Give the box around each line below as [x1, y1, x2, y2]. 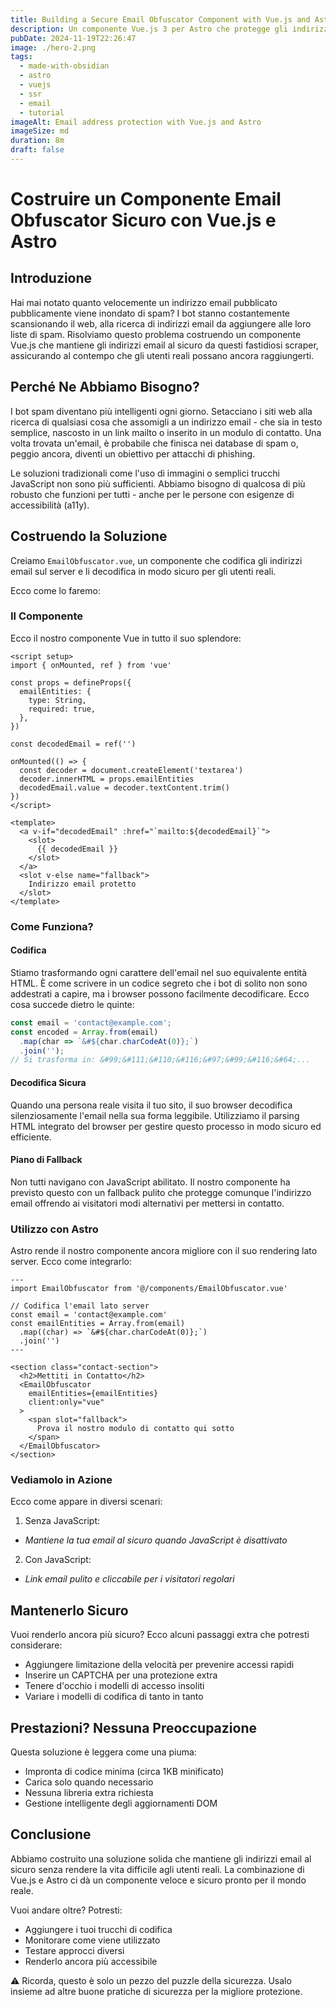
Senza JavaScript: [24, 1515, 101, 1527]
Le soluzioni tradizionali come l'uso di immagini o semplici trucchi [10, 467, 280, 479]
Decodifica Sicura [10, 1076, 87, 1088]
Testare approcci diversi [24, 1944, 125, 1956]
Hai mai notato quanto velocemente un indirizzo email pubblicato [10, 296, 278, 308]
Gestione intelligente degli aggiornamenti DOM [24, 1797, 218, 1809]
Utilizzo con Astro [10, 1222, 99, 1236]
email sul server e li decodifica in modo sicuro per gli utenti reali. [10, 565, 277, 577]
